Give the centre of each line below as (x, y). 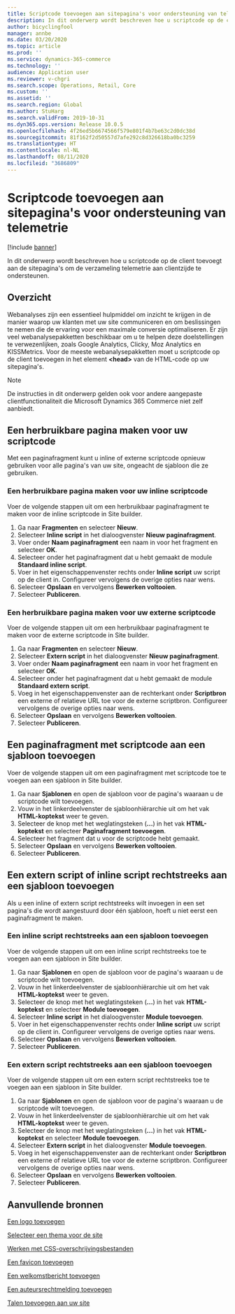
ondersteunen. (28, 275)
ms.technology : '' (34, 66)
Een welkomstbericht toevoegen (54, 1276)
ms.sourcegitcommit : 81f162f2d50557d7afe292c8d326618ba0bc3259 (101, 137)
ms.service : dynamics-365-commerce (59, 59)
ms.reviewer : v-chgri (39, 79)
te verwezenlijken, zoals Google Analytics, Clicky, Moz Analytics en (104, 344)
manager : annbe (29, 33)
